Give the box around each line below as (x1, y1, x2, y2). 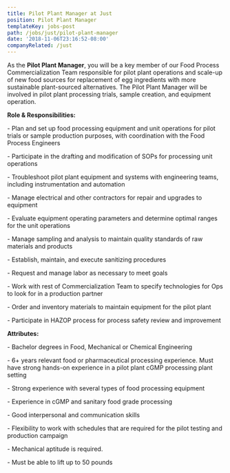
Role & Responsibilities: (7, 111, 76, 119)
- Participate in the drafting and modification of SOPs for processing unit (7, 152, 213, 160)
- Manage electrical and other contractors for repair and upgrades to (7, 193, 202, 202)
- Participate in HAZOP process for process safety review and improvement (7, 316, 222, 324)
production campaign (7, 432, 68, 439)
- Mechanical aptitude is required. (7, 445, 103, 453)
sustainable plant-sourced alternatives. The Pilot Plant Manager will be (7, 83, 208, 91)
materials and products (7, 242, 73, 250)
